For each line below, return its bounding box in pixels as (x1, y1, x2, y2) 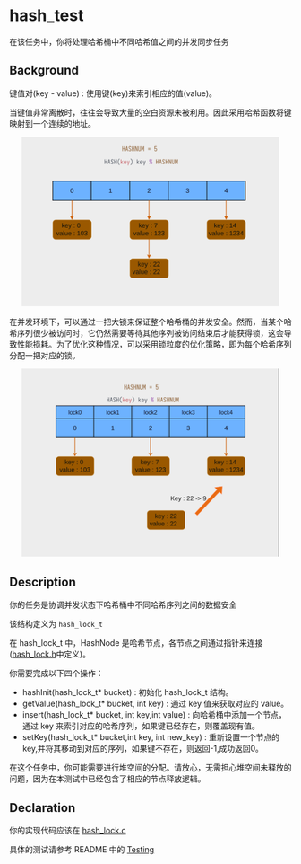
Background (9, 63, 79, 78)
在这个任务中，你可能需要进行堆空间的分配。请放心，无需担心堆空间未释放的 (9, 763, 292, 773)
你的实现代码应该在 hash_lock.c (9, 825, 127, 836)
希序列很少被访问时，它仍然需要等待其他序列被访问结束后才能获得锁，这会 (9, 327, 284, 338)
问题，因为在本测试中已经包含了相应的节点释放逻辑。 (9, 773, 206, 784)
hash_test (9, 5, 84, 26)
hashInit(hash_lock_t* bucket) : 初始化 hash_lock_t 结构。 (21, 687, 234, 698)
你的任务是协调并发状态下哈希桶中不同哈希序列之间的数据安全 (9, 599, 237, 611)
